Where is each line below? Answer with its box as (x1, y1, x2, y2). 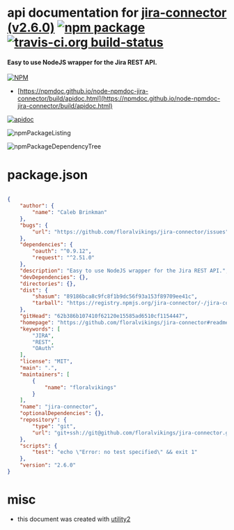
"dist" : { (19, 287, 49, 294)
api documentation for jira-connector (7, 5, 227, 21)
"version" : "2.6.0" (19, 462, 77, 469)
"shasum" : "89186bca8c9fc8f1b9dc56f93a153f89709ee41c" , (32, 293, 198, 301)
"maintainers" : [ (19, 371, 70, 378)
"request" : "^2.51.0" (32, 255, 95, 262)
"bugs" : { (19, 222, 49, 229)
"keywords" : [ (19, 326, 61, 333)
